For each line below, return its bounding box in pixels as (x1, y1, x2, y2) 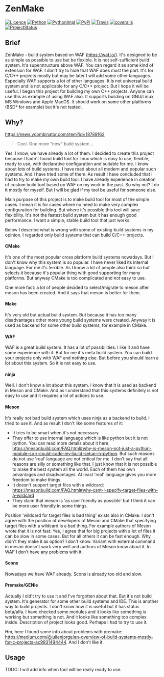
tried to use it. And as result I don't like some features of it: (5, 420, 123, 426)
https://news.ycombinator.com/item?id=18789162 (5, 131, 105, 137)
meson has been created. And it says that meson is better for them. (5, 289, 141, 295)
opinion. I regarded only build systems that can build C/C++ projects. (5, 232, 144, 238)
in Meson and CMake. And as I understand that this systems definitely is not (5, 388, 159, 394)
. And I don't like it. (66, 639, 104, 645)
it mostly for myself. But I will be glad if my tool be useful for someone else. (5, 187, 157, 193)
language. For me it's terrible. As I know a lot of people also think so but (5, 264, 150, 270)
